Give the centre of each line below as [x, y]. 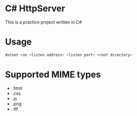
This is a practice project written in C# [44, 22]
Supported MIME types [53, 74]
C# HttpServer [35, 9]
